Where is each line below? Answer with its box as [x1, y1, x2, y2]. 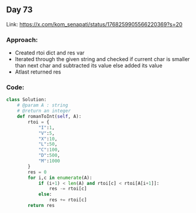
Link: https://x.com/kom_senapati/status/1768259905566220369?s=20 [6, 20, 183, 28]
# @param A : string [17, 102, 68, 108]
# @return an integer [17, 108, 71, 114]
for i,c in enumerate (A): [28, 175, 93, 181]
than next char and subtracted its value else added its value [14, 62, 163, 69]
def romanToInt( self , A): [17, 114, 82, 120]
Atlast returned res [14, 68, 62, 75]
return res [28, 203, 55, 209]
